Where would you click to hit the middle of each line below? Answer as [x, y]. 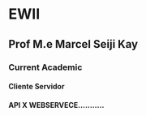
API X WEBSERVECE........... [56, 105]
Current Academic [45, 67]
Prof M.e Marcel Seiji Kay [73, 44]
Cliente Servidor [36, 87]
